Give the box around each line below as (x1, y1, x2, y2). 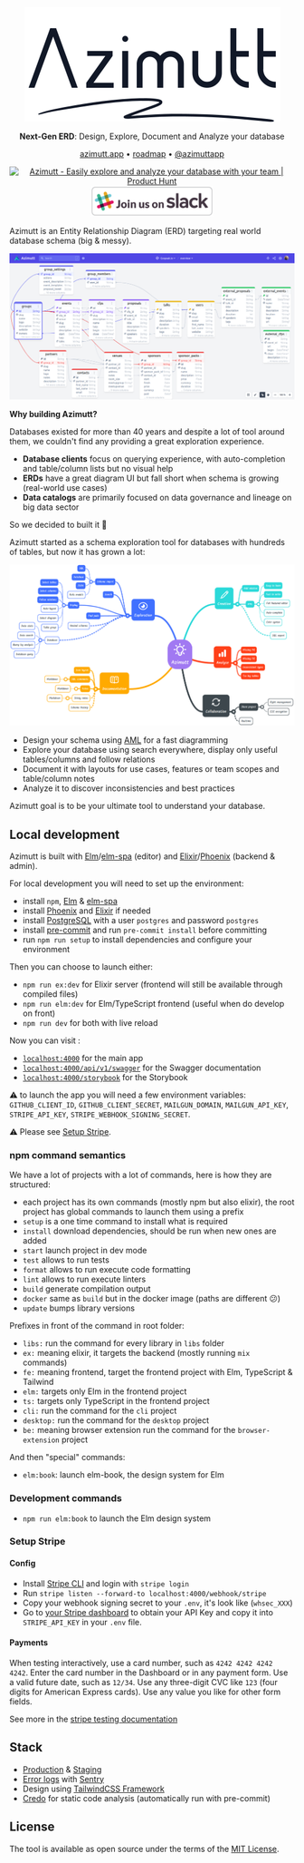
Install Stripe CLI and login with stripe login (22, 1577, 190, 1589)
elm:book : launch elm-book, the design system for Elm (22, 1469, 224, 1480)
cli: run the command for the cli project (22, 1405, 177, 1417)
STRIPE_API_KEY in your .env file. (22, 1616, 142, 1627)
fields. (9, 1695, 33, 1707)
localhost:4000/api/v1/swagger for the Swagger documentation (22, 1062, 261, 1073)
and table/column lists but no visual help (22, 463, 174, 474)
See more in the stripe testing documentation (9, 1713, 178, 1724)
